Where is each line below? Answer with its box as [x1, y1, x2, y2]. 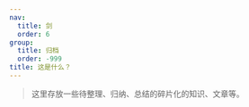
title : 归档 [17, 46, 60, 55]
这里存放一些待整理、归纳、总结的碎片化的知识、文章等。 [31, 88, 245, 99]
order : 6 [17, 29, 50, 38]
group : [9, 37, 34, 47]
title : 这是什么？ [9, 63, 72, 72]
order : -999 [17, 54, 63, 63]
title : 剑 [17, 21, 53, 30]
